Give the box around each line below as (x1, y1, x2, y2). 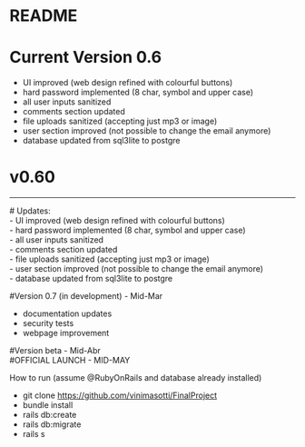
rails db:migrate (22, 419, 82, 430)
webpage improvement (22, 328, 110, 339)
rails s (22, 429, 45, 440)
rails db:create (22, 410, 77, 421)
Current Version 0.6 (9, 47, 162, 68)
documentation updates (22, 308, 113, 319)
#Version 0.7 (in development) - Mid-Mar (9, 291, 163, 302)
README (9, 5, 78, 26)
